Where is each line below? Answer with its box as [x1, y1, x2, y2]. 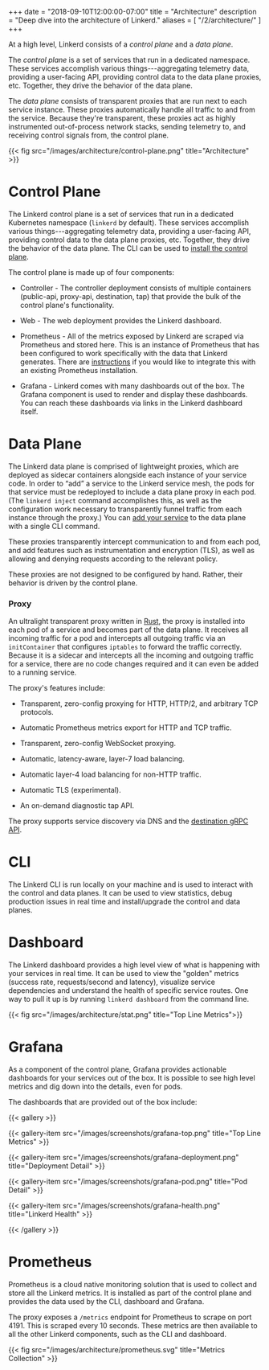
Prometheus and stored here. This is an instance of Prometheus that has [19, 339, 259, 349]
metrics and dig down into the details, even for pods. [8, 1081, 183, 1091]
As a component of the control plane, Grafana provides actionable [8, 1064, 227, 1074]
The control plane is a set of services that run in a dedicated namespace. [8, 55, 251, 64]
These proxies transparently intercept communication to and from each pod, [8, 536, 261, 546]
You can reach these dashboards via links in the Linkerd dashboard [19, 398, 243, 408]
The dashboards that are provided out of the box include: [8, 1097, 198, 1106]
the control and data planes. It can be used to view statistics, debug [8, 888, 233, 898]
